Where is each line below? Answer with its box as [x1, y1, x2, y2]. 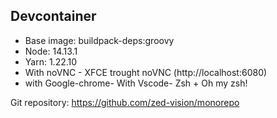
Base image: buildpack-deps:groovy [24, 34, 175, 46]
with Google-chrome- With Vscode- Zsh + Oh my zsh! [24, 77, 248, 89]
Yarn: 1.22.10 [24, 55, 78, 68]
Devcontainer [10, 8, 97, 25]
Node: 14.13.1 [24, 45, 78, 57]
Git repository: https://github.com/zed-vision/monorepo [10, 96, 240, 108]
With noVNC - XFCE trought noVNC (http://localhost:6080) [24, 66, 268, 78]
